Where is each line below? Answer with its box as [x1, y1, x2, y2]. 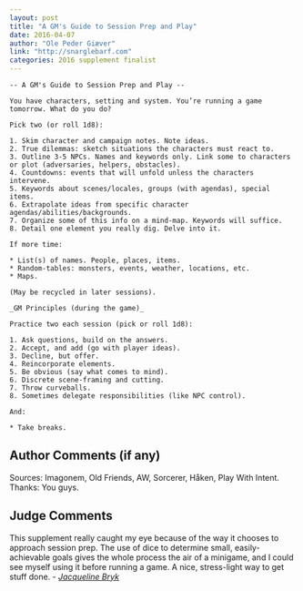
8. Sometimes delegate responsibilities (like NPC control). [9, 392, 247, 401]
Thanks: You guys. [9, 482, 79, 493]
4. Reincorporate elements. [9, 360, 116, 369]
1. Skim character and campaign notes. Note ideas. [9, 137, 209, 146]
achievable [9, 552, 51, 563]
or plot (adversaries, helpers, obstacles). [9, 160, 181, 169]
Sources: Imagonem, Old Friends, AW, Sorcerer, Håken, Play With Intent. [9, 472, 280, 483]
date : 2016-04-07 [9, 30, 76, 39]
